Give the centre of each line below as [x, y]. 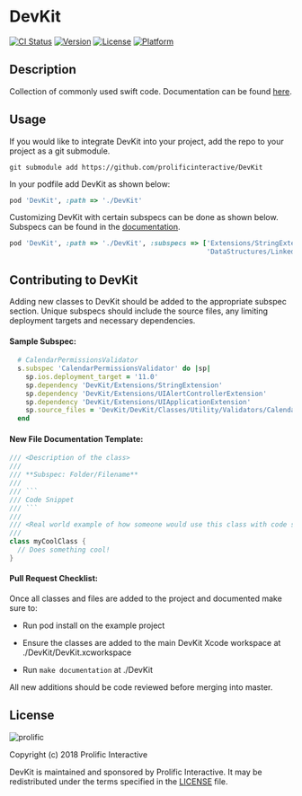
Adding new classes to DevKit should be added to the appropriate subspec [148, 301]
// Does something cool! [64, 550]
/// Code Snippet [42, 500]
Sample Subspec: [43, 341]
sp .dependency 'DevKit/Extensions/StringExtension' [124, 385]
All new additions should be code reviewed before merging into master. [141, 687]
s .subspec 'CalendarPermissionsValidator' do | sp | [114, 369]
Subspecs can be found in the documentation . [95, 227]
